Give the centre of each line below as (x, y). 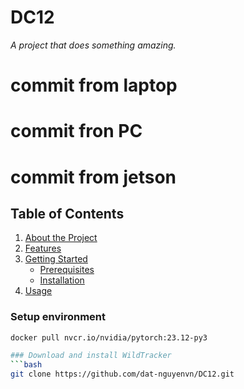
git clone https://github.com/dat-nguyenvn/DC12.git (122, 374)
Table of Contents (67, 213)
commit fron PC (76, 131)
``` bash (26, 365)
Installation (62, 280)
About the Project (61, 238)
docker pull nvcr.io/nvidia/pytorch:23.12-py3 (109, 337)
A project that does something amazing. (93, 45)
